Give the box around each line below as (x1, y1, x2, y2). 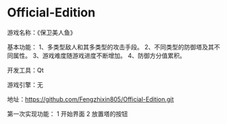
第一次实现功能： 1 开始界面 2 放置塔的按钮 (7, 110, 128, 118)
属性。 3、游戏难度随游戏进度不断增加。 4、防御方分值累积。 (12, 51, 186, 60)
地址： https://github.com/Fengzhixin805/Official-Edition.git (7, 95, 174, 103)
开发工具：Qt (7, 66, 44, 74)
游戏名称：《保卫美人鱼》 (7, 28, 77, 36)
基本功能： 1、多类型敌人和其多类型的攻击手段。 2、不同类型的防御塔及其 (7, 42, 215, 51)
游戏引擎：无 (7, 80, 43, 88)
